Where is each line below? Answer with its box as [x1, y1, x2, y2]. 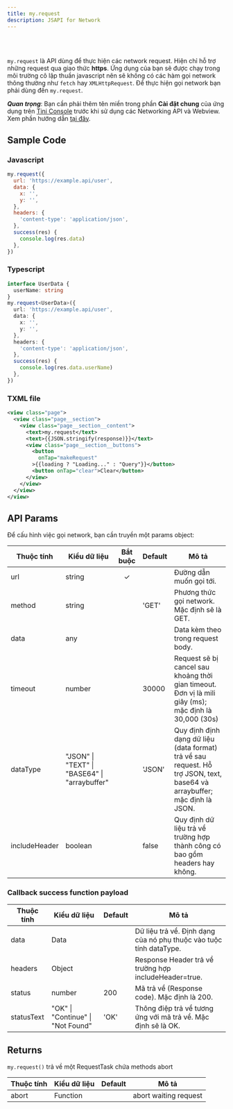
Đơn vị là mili [173, 688, 216, 698]
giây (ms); [173, 697, 207, 706]
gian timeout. [173, 679, 217, 689]
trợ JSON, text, [173, 769, 222, 779]
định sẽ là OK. [135, 1021, 180, 1031]
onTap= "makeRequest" [37, 455, 98, 462]
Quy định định [173, 726, 221, 736]
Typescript [7, 264, 45, 274]
